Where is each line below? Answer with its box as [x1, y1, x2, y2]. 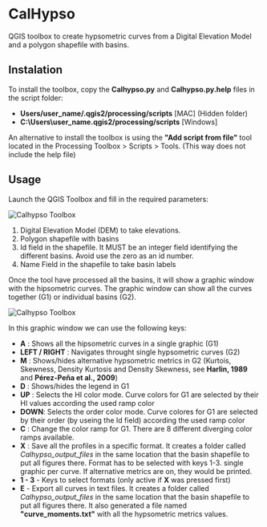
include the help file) [8, 149, 76, 159]
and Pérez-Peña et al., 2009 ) [19, 372, 119, 382]
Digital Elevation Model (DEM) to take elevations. [19, 225, 181, 235]
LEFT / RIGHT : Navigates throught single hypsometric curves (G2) [19, 347, 241, 357]
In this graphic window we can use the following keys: [8, 322, 187, 333]
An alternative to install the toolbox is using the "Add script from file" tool [8, 132, 253, 142]
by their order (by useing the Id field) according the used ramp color [19, 415, 245, 425]
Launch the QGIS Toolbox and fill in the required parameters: [8, 194, 208, 204]
